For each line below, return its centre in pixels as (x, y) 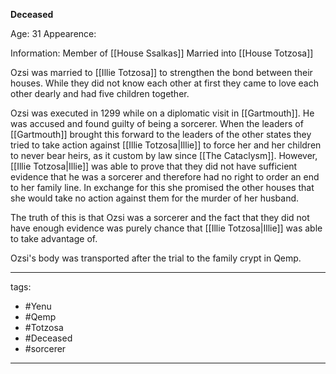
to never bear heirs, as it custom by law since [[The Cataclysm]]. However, (164, 155)
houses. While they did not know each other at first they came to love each (164, 83)
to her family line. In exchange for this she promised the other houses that (162, 187)
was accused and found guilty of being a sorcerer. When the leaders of (157, 123)
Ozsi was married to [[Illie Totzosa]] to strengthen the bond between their (161, 72)
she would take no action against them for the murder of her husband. (155, 198)
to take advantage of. (54, 238)
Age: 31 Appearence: (53, 33)
